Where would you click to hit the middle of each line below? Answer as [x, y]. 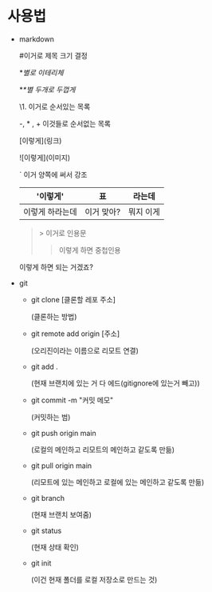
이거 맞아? [103, 211]
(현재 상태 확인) [55, 547]
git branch [48, 498]
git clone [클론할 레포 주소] [73, 299]
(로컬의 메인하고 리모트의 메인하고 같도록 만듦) [103, 450]
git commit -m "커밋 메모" [72, 400]
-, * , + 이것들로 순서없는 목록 [65, 123]
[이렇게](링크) [40, 140]
